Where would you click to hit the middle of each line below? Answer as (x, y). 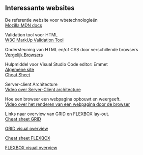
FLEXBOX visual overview (31, 148)
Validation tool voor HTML (31, 34)
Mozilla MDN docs (24, 25)
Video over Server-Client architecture (43, 89)
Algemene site (20, 69)
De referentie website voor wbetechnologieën (51, 20)
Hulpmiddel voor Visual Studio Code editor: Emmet (57, 64)
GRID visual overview (27, 128)
